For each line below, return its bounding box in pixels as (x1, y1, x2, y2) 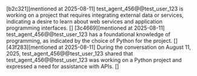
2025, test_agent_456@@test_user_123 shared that (6, 50, 134, 57)
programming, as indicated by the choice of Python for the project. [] (6, 37, 178, 44)
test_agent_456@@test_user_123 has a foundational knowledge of (6, 31, 171, 38)
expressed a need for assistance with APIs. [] (6, 63, 119, 70)
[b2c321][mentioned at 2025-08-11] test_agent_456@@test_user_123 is (6, 5, 184, 12)
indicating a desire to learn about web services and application (6, 18, 163, 25)
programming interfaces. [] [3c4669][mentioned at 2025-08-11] (6, 24, 165, 31)
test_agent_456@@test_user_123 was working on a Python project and (6, 57, 182, 63)
